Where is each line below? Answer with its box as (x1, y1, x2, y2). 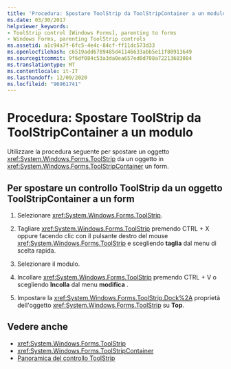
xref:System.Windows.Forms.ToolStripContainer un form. (7, 162, 170, 171)
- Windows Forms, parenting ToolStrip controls (7, 36, 146, 43)
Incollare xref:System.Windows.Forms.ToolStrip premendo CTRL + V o (16, 273, 217, 281)
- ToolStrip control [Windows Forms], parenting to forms (7, 29, 177, 36)
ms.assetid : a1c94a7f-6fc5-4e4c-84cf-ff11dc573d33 (7, 42, 155, 49)
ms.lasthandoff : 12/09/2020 (7, 74, 88, 81)
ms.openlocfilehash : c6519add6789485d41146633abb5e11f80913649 (7, 49, 192, 56)
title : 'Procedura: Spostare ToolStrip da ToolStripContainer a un (7, 10, 205, 17)
